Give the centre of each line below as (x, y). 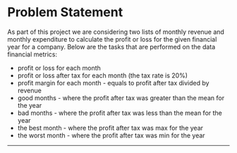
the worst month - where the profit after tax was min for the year (111, 135)
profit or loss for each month (59, 68)
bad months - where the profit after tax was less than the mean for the (120, 113)
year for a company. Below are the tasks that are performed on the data (111, 47)
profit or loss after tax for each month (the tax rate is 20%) (103, 75)
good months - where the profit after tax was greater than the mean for (121, 98)
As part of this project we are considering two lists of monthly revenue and (116, 32)
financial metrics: (32, 54)
